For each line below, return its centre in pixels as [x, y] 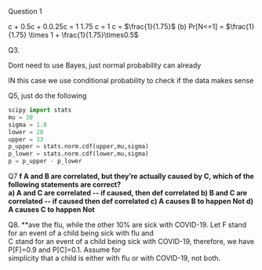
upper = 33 [26, 139]
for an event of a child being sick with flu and [81, 233]
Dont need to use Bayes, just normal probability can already [105, 65]
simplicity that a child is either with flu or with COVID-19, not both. [115, 258]
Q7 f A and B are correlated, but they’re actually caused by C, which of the [131, 176]
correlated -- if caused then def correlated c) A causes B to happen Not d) [131, 201]
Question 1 [25, 11]
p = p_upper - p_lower [45, 161]
